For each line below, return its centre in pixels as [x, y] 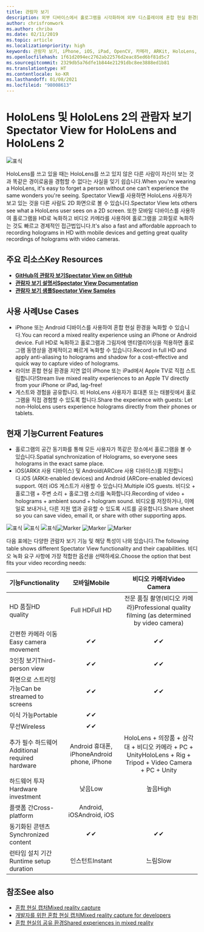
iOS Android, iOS [91, 815]
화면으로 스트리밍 [33, 680]
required [22, 758]
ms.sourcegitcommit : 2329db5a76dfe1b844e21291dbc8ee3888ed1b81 [88, 62]
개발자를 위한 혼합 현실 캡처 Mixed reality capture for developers [93, 915]
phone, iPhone [91, 762]
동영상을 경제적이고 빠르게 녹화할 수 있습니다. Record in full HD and [107, 350]
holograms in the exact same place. [59, 464]
